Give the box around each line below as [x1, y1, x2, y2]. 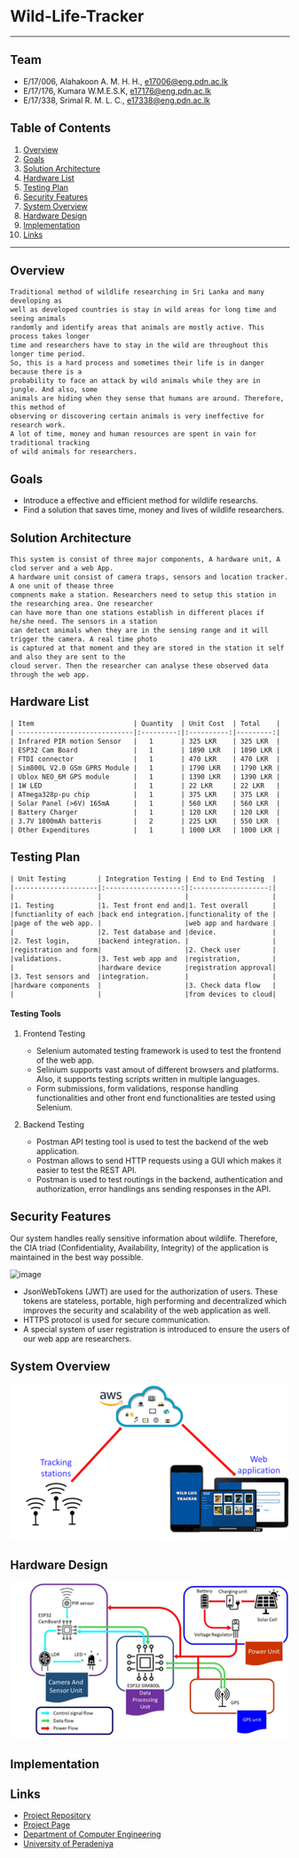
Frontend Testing [22, 1028, 86, 1039]
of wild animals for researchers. [10, 447, 138, 456]
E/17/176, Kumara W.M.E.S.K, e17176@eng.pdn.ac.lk [22, 85, 212, 96]
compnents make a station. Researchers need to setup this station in [10, 590, 277, 599]
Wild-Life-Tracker [10, 6, 145, 27]
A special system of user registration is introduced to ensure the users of [22, 1324, 290, 1334]
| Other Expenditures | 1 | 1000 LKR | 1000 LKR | [10, 826, 280, 834]
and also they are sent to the [10, 652, 126, 661]
